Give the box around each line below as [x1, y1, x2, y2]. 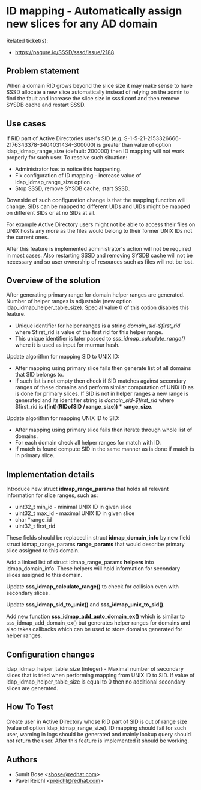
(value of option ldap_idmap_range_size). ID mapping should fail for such [6, 724, 187, 732]
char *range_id [14, 516, 52, 523]
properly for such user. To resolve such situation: [6, 153, 128, 161]
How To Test [6, 702, 54, 712]
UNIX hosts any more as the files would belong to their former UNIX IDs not [6, 227, 193, 234]
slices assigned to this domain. [6, 572, 83, 579]
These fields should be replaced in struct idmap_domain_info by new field [6, 534, 191, 542]
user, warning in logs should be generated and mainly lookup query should [6, 730, 191, 738]
